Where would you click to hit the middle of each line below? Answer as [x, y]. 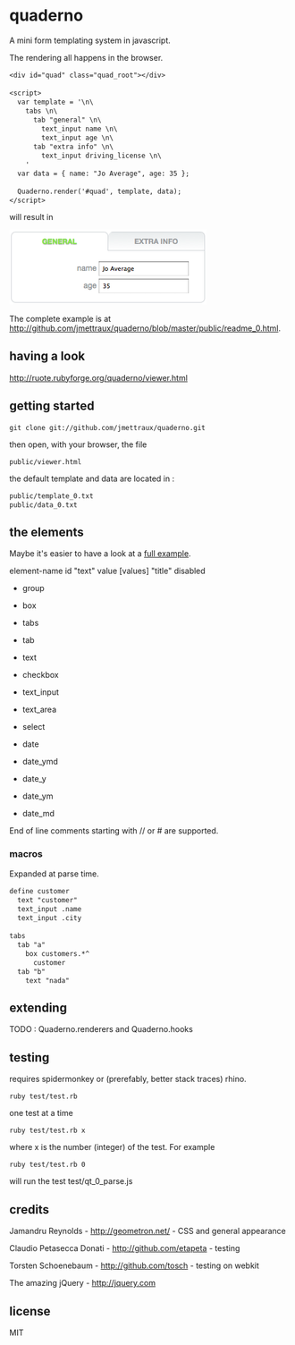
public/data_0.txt [43, 505]
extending [38, 1008]
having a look [47, 356]
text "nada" [47, 980]
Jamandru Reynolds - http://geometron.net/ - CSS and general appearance [147, 1231]
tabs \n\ [42, 111]
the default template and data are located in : [92, 478]
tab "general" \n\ [67, 120]
